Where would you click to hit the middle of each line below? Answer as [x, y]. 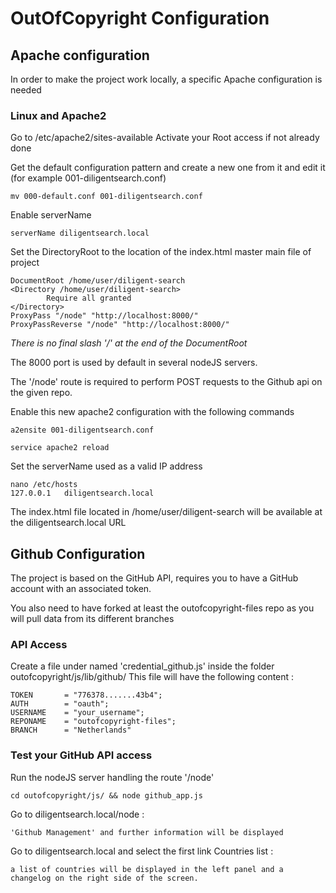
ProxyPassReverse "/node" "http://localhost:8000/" [120, 325]
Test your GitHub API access [81, 755]
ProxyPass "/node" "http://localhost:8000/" [104, 316]
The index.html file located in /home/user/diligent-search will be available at [166, 512]
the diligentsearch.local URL [68, 523]
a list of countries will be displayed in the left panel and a [147, 869]
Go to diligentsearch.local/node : [77, 814]
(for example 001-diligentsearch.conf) [88, 178]
